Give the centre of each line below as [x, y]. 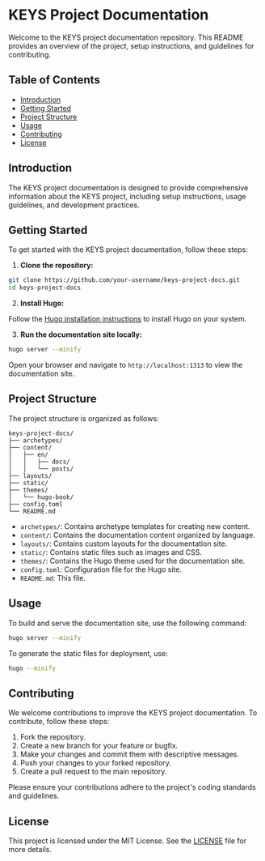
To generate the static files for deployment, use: [88, 653]
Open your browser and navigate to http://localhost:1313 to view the [126, 365]
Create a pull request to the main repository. [93, 772]
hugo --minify [32, 668]
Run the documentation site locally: [81, 335]
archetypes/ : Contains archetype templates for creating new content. [135, 526]
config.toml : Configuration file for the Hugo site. [101, 569]
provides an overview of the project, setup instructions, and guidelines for [131, 45]
